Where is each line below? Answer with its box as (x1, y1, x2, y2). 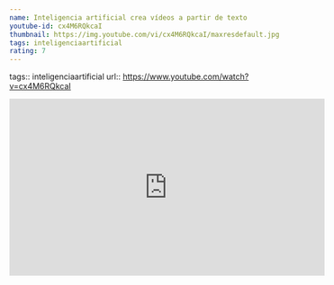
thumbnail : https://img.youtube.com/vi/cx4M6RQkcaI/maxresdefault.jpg (9, 30, 280, 39)
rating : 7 (9, 47, 47, 56)
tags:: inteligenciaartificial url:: (9, 71, 122, 82)
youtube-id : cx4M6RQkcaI (9, 22, 103, 31)
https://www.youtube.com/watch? (122, 71, 249, 82)
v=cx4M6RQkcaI (9, 81, 72, 92)
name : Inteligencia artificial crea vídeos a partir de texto (9, 13, 248, 22)
